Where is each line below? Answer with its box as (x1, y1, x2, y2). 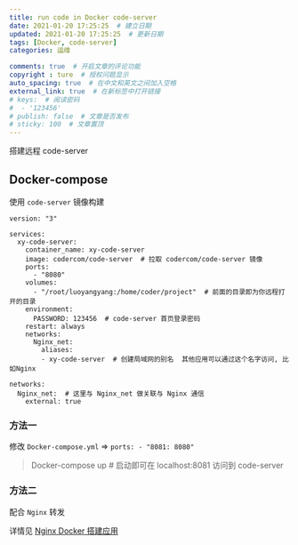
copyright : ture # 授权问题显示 (9, 70, 129, 80)
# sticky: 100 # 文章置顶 (9, 120, 104, 129)
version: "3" (9, 214, 58, 223)
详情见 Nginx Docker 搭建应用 (9, 525, 118, 536)
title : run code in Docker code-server (9, 12, 157, 22)
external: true (25, 397, 82, 405)
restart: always (25, 322, 86, 331)
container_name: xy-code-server (25, 245, 145, 254)
